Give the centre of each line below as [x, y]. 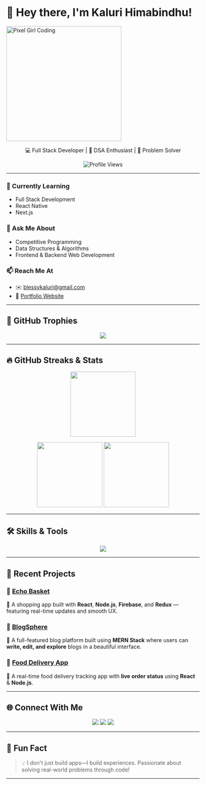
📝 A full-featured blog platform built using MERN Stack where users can [97, 640]
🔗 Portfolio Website [40, 296]
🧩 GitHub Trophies [42, 321]
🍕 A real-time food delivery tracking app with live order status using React [101, 676]
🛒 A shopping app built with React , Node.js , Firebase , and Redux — [93, 604]
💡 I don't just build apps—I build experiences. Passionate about [101, 763]
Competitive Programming [48, 242]
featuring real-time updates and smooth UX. [62, 611]
